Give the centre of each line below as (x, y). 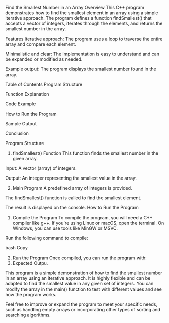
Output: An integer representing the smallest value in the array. (71, 178)
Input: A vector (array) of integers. (41, 168)
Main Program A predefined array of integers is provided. (73, 188)
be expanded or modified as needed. (44, 59)
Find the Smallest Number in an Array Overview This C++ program (75, 7)
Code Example (21, 104)
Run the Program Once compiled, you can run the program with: (80, 258)
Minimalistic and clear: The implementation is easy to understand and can (82, 54)
